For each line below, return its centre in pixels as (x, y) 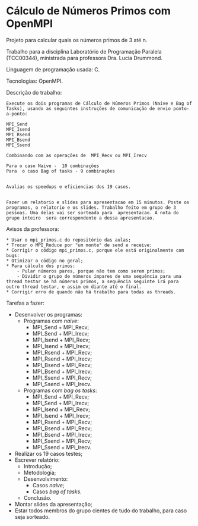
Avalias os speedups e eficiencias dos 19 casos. (69, 187)
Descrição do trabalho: (34, 92)
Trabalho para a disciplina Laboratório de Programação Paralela (84, 51)
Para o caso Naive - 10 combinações (53, 166)
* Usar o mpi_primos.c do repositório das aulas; (69, 240)
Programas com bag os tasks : (60, 390)
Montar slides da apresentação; (54, 504)
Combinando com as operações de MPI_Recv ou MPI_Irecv (76, 155)
